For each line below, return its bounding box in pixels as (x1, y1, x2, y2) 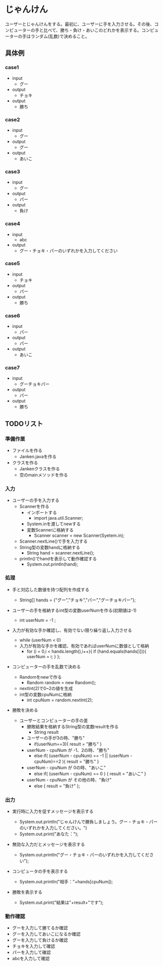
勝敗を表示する (12, 889, 42, 895)
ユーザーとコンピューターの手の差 (19, 717, 88, 723)
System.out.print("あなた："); (19, 831, 79, 837)
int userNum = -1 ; (19, 617, 56, 623)
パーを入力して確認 (12, 949, 51, 955)
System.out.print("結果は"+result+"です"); (19, 899, 104, 905)
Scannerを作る (19, 504, 50, 509)
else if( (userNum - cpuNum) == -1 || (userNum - (34, 753, 133, 759)
